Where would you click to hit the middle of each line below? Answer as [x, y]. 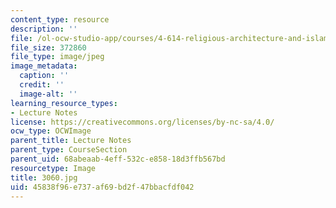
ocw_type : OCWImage [51, 131]
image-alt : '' [48, 94]
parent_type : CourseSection [69, 150]
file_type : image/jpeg [57, 57]
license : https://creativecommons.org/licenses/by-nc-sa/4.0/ [142, 122]
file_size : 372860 [48, 47]
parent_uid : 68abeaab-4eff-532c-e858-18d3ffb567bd [118, 159]
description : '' [44, 29]
